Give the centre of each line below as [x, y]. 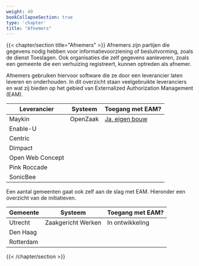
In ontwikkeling [128, 223]
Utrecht [20, 223]
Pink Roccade [28, 167]
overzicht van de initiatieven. [41, 198]
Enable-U [23, 129]
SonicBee [23, 177]
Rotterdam [24, 242]
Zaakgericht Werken [73, 223]
